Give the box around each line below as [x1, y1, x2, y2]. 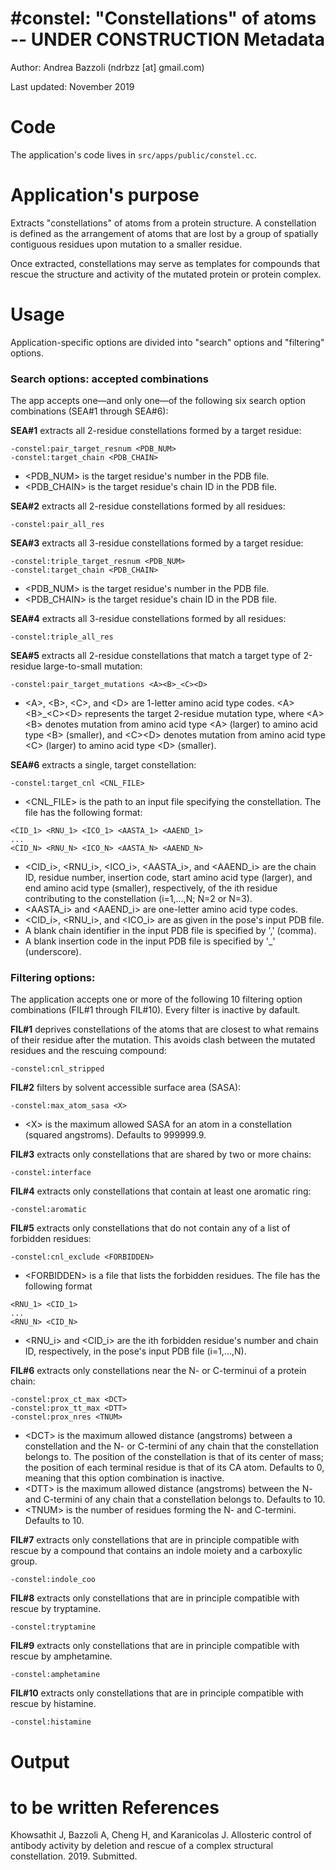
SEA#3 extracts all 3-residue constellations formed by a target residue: [10, 537, 304, 549]
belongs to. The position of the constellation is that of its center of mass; [24, 1451, 324, 1463]
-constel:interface [10, 1168, 92, 1178]
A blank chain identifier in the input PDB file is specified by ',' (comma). [24, 925, 317, 937]
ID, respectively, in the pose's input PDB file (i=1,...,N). [24, 1345, 247, 1357]
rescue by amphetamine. [10, 1650, 113, 1662]
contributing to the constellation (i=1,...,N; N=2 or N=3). [24, 893, 253, 905]
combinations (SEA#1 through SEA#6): [10, 405, 169, 417]
